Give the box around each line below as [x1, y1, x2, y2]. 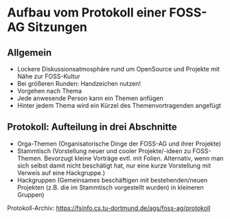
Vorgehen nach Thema [16, 87, 82, 95]
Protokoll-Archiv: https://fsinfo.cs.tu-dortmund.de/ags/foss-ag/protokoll [7, 204, 211, 212]
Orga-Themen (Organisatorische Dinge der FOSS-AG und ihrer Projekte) [16, 139, 222, 148]
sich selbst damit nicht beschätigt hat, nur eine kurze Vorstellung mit [16, 161, 211, 170]
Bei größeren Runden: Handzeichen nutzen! [16, 80, 141, 87]
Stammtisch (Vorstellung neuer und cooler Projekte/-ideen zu [16, 146, 191, 155]
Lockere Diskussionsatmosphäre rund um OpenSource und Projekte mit [16, 65, 220, 73]
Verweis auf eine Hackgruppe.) [16, 168, 105, 176]
